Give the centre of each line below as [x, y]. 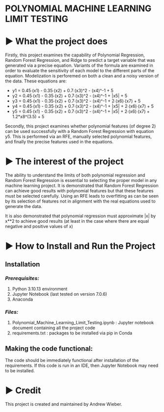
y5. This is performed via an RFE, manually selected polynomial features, [78, 137]
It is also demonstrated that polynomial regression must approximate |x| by [81, 216]
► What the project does [56, 41]
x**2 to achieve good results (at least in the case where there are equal [77, 221]
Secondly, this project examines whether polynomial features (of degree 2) [81, 126]
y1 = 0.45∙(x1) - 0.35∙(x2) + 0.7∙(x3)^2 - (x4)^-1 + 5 [63, 91]
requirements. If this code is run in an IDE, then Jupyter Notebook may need [82, 365]
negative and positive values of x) [39, 227]
